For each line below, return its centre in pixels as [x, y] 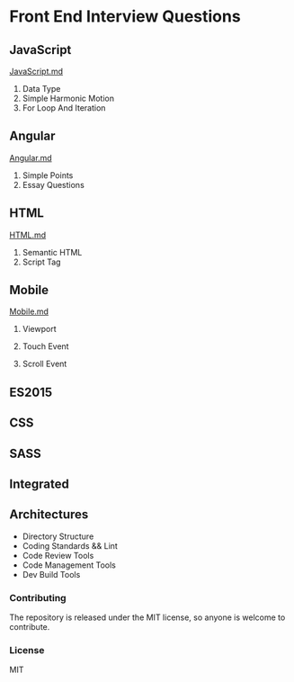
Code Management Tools [69, 565]
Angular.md [31, 157]
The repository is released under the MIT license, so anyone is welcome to [147, 617]
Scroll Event [45, 364]
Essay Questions [53, 184]
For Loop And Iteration [64, 108]
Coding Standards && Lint [70, 545]
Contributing [38, 597]
